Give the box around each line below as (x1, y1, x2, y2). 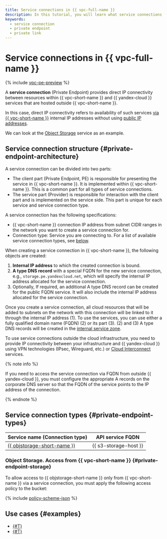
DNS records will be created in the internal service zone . (5, 325, 121, 331)
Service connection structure (5, 145, 99, 153)
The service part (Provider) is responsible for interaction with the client (12, 191, 158, 197)
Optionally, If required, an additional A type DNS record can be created (12, 284, 158, 290)
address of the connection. (5, 386, 61, 392)
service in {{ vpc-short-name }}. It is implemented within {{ (12, 181, 134, 187)
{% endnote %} (5, 396, 37, 402)
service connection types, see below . (12, 237, 90, 243)
